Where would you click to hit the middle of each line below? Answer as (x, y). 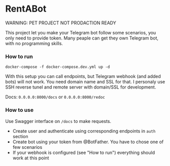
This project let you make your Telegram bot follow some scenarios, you (81, 32)
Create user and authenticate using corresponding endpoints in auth (84, 131)
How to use (20, 110)
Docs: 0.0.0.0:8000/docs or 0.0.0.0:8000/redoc (55, 97)
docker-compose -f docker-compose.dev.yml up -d (58, 67)
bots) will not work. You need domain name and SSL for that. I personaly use (85, 82)
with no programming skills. (34, 43)
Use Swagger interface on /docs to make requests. (58, 121)
